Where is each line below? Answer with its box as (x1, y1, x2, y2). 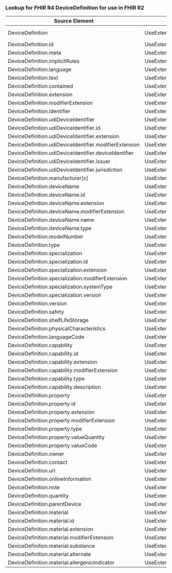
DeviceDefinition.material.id (8, 517, 74, 525)
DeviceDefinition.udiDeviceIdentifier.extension (8, 133, 120, 140)
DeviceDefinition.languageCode (8, 333, 84, 341)
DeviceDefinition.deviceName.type (8, 225, 92, 232)
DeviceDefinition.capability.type (8, 375, 85, 382)
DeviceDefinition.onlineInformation (8, 475, 92, 482)
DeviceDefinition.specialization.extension (8, 266, 107, 274)
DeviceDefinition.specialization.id (8, 258, 88, 265)
